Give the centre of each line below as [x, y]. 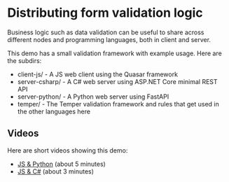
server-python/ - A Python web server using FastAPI [93, 97]
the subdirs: [25, 60]
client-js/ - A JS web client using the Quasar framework [98, 74]
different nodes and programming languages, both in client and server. [109, 39]
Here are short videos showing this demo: [68, 150]
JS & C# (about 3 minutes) [56, 171]
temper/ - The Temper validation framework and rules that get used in [118, 104]
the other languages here [54, 111]
